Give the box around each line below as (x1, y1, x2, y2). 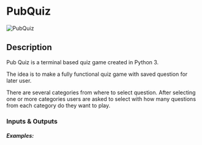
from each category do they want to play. (6, 102, 111, 109)
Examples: (6, 132, 34, 139)
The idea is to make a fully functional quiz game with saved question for (6, 70, 188, 78)
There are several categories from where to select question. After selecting (6, 89, 196, 96)
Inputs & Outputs (6, 117, 58, 125)
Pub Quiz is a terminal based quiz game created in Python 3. (6, 58, 159, 65)
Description (6, 42, 52, 53)
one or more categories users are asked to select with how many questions (6, 95, 196, 102)
